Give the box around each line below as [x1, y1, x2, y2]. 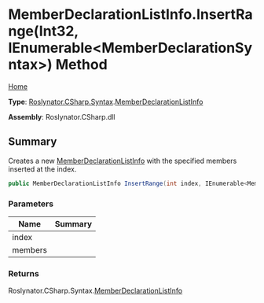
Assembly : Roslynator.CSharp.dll [8, 112, 115, 121]
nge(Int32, [8, 22, 79, 40]
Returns [8, 268, 39, 279]
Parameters [8, 198, 53, 209]
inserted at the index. [8, 164, 77, 174]
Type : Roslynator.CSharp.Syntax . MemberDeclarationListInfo [8, 97, 203, 106]
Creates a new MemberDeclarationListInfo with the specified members [8, 156, 237, 165]
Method [55, 56, 108, 74]
